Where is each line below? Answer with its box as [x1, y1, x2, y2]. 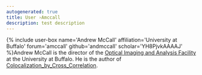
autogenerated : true [6, 8, 58, 15]
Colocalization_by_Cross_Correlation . [6, 62, 98, 69]
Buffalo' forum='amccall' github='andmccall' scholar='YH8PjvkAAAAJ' [6, 43, 183, 50]
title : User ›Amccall [6, 14, 61, 20]
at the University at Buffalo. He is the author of [6, 55, 122, 63]
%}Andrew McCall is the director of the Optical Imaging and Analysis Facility [6, 49, 197, 56]
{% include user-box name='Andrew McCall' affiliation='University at [6, 37, 178, 44]
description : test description [6, 20, 85, 26]
